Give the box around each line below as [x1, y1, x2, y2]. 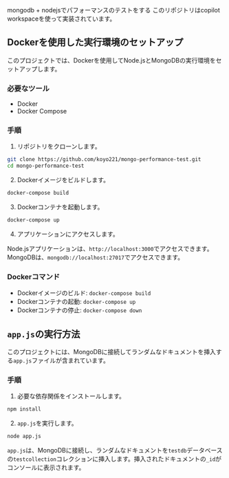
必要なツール [7, 83, 50, 93]
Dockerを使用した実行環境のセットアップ [7, 36, 184, 48]
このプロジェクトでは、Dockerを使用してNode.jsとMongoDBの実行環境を [7, 56, 216, 64]
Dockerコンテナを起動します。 [17, 203, 104, 211]
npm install [7, 406, 41, 413]
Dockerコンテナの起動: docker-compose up [17, 298, 136, 306]
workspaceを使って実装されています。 [7, 14, 116, 23]
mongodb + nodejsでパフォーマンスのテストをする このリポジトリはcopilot [7, 6, 220, 14]
